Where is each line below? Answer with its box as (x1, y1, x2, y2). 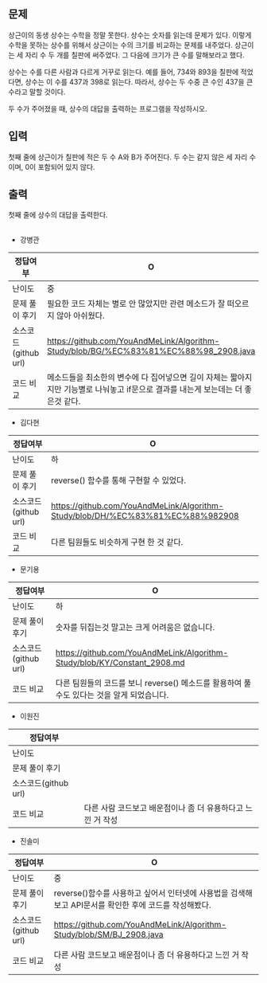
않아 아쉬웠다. (56, 310, 105, 321)
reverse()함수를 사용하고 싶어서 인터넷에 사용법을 (53, 887, 229, 899)
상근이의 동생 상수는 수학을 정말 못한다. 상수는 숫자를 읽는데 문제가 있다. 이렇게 (8, 30, 252, 40)
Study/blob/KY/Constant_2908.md (55, 656, 185, 668)
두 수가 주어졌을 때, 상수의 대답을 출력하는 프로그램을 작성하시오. (8, 104, 208, 113)
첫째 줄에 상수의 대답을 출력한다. (8, 210, 109, 220)
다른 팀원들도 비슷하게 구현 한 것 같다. (51, 536, 184, 547)
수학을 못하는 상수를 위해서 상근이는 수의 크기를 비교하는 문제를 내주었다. (8, 40, 233, 49)
